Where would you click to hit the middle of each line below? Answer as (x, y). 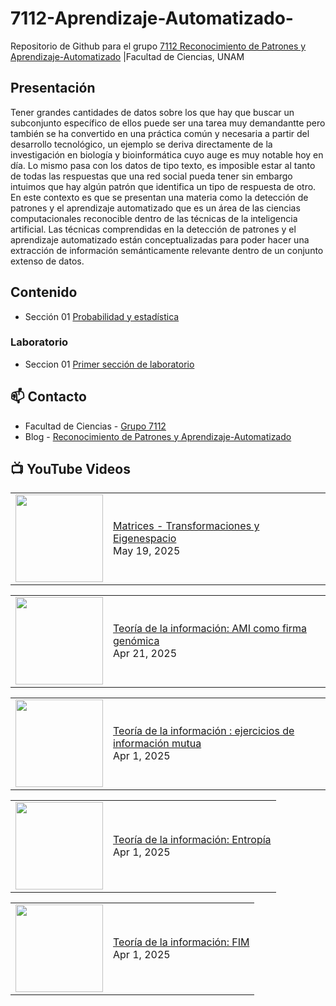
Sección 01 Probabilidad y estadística (102, 316)
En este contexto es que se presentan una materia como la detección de (159, 197)
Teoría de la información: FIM (181, 942)
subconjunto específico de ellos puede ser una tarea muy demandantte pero (168, 123)
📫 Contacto (48, 397)
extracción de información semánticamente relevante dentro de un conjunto (167, 250)
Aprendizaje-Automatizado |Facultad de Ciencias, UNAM (127, 56)
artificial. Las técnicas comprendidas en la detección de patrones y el (153, 229)
